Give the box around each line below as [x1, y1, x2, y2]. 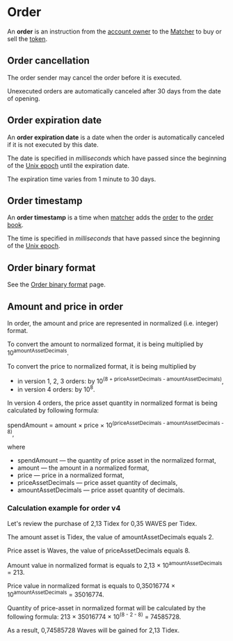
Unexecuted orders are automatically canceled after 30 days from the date [7, 86, 221, 95]
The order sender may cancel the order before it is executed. [7, 73, 182, 82]
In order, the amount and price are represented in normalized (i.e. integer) [7, 319, 218, 327]
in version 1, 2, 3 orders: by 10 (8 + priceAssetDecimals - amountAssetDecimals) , [17, 376, 224, 385]
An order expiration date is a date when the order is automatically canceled [7, 133, 225, 141]
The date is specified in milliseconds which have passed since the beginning [7, 154, 227, 162]
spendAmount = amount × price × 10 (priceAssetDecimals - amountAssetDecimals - [7, 419, 224, 429]
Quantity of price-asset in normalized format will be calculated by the [7, 603, 207, 612]
